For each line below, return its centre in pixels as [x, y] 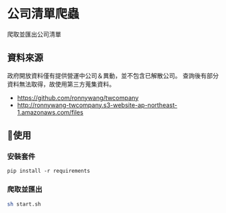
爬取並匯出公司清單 [34, 34]
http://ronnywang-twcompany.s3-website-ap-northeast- [97, 105]
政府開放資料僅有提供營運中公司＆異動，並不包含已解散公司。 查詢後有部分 [113, 75]
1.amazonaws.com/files [50, 112]
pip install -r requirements [49, 171]
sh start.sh [24, 204]
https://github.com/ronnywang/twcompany [78, 98]
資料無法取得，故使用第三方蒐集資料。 [61, 84]
